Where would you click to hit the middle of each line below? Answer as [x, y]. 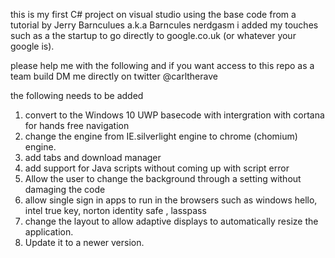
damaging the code [65, 189]
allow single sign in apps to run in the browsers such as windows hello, [171, 200]
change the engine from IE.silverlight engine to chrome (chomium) [161, 136]
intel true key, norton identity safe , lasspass [115, 210]
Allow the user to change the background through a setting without [163, 178]
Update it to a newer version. [84, 242]
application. [49, 232]
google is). [32, 46]
